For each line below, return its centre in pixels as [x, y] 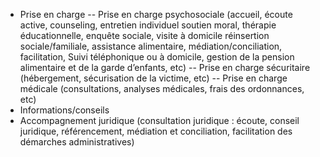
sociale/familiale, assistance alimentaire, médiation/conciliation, [151, 46]
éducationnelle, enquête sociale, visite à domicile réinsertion [144, 35]
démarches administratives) [77, 142]
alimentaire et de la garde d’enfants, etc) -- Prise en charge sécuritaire [165, 67]
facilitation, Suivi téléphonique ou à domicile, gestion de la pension [157, 57]
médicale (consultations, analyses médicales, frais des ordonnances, [162, 88]
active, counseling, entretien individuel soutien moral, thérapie [148, 25]
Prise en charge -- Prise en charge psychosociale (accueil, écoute [156, 14]
